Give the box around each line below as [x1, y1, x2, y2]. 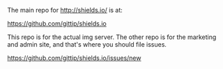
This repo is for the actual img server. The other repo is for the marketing [7, 33, 217, 41]
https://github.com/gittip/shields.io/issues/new [7, 54, 141, 62]
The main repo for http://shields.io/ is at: [7, 6, 123, 14]
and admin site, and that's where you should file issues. [7, 40, 167, 48]
